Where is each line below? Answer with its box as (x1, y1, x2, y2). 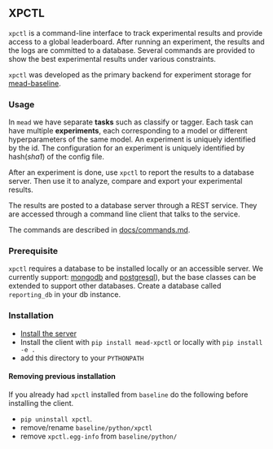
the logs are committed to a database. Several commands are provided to (8, 45, 255, 55)
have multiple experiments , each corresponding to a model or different (8, 126, 248, 136)
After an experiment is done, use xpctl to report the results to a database (8, 168, 254, 177)
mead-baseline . (8, 78, 61, 88)
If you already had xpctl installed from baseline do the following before (8, 390, 249, 399)
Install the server (20, 329, 77, 338)
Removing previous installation (8, 372, 117, 381)
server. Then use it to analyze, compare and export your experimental (8, 177, 243, 186)
